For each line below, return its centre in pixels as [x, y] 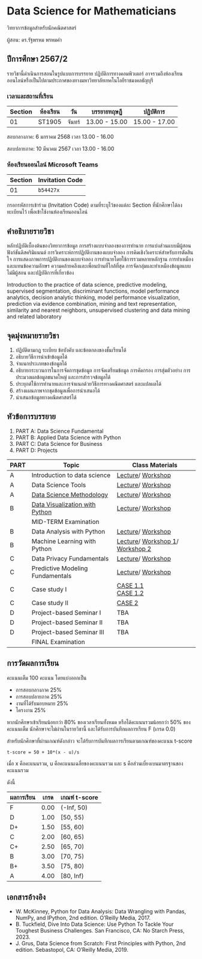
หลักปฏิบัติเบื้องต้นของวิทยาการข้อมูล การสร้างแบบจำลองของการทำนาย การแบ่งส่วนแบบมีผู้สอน [99, 246]
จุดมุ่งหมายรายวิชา [33, 336]
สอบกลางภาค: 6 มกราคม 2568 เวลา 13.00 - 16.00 [60, 137]
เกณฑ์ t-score [79, 797]
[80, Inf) [72, 875]
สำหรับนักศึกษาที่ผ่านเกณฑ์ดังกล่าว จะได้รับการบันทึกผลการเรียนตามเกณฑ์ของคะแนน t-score [100, 741]
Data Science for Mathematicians [91, 11]
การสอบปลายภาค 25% [39, 696]
